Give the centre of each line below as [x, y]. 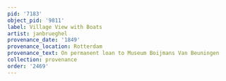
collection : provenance [42, 60]
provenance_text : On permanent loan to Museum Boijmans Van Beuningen [113, 54]
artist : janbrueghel [38, 33]
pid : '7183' [25, 14]
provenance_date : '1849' [44, 40]
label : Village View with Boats [55, 27]
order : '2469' [28, 66]
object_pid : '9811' [36, 20]
